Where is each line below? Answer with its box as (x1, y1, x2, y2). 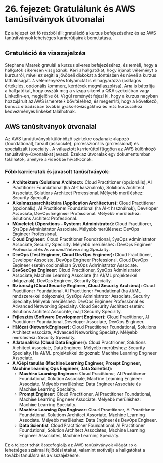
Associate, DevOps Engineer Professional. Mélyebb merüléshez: (12, 210, 141, 216)
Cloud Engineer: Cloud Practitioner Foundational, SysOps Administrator (12, 236, 156, 242)
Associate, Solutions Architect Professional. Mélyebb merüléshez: (12, 190, 144, 196)
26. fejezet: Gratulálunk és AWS (5, 3, 136, 15)
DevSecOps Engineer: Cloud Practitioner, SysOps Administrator (12, 267, 141, 273)
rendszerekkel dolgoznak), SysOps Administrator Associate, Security (12, 293, 150, 299)
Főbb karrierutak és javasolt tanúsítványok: (5, 168, 110, 175)
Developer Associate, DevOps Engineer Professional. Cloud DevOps (12, 257, 148, 263)
